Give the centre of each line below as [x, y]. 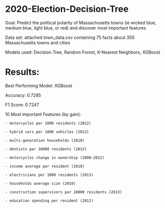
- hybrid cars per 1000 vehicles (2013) [47, 132]
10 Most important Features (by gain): [43, 114]
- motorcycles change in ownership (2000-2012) [55, 158]
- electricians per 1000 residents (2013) [49, 175]
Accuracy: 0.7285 [23, 95]
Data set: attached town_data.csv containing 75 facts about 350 [70, 37]
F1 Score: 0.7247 [22, 105]
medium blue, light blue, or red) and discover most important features [76, 28]
